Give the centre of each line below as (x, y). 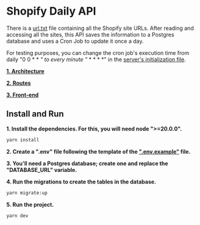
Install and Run (35, 114)
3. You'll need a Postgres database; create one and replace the (87, 163)
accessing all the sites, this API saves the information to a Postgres (91, 34)
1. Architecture (25, 71)
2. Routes (19, 83)
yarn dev (17, 216)
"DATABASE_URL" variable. (42, 170)
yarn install (23, 140)
